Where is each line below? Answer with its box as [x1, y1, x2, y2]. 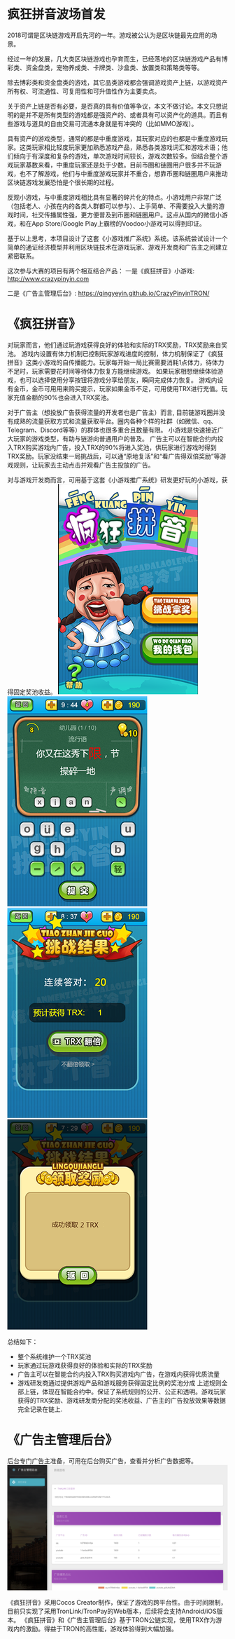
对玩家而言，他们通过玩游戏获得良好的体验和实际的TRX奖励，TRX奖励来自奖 [7, 341, 228, 349]
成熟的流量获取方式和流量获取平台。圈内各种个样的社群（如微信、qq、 [13, 416, 218, 425]
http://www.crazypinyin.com [7, 274, 90, 283]
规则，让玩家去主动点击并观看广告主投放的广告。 [13, 461, 155, 469]
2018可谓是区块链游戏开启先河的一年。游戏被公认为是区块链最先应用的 [7, 31, 211, 39]
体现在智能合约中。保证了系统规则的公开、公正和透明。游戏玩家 [41, 1387, 226, 1396]
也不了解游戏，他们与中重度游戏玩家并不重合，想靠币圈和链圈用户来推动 [19, 169, 228, 177]
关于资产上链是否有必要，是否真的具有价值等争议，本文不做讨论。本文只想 [7, 102, 222, 110]
